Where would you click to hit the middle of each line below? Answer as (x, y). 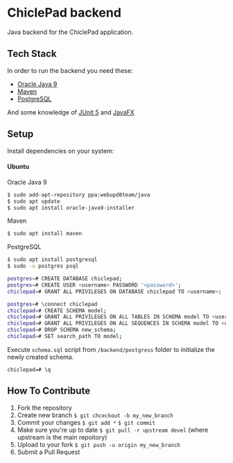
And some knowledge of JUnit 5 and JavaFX (71, 112)
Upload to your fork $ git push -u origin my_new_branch (99, 444)
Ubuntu (18, 167)
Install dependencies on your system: (61, 151)
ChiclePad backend (64, 13)
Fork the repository (45, 407)
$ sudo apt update (34, 201)
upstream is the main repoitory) (62, 437)
